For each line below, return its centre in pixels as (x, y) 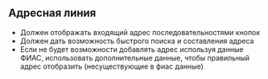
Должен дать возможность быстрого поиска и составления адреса (137, 41)
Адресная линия (52, 13)
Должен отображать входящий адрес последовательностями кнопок (140, 32)
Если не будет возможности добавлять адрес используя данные (132, 49)
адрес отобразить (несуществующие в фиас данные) (111, 66)
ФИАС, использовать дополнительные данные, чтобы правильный (134, 57)
